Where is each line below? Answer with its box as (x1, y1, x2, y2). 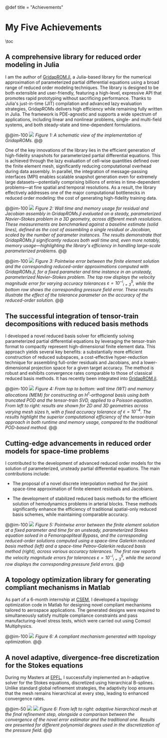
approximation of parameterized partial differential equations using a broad (5, 79, 160, 85)
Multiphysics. (5, 623, 33, 629)
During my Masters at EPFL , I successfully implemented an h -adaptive (5, 674, 150, 680)
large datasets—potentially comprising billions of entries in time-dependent (5, 179, 160, 185)
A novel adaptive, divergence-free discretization (5, 653, 160, 662)
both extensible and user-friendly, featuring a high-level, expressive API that (5, 90, 162, 96)
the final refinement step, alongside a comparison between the (5, 711, 135, 717)
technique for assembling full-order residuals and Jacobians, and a (5, 360, 143, 366)
